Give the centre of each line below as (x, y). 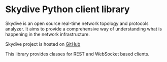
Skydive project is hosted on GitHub (43, 44)
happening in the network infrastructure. (47, 34)
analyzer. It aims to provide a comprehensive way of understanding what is (84, 28)
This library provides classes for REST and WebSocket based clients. (77, 54)
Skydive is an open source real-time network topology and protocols (77, 23)
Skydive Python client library (68, 9)
